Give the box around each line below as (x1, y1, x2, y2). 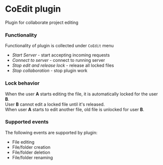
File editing (12, 139, 35, 145)
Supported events (5, 118, 49, 125)
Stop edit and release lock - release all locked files (12, 62, 114, 69)
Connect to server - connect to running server (12, 57, 105, 63)
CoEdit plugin (5, 3, 61, 15)
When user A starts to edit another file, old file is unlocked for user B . (5, 106, 144, 112)
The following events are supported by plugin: (5, 129, 98, 135)
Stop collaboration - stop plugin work (12, 68, 88, 73)
